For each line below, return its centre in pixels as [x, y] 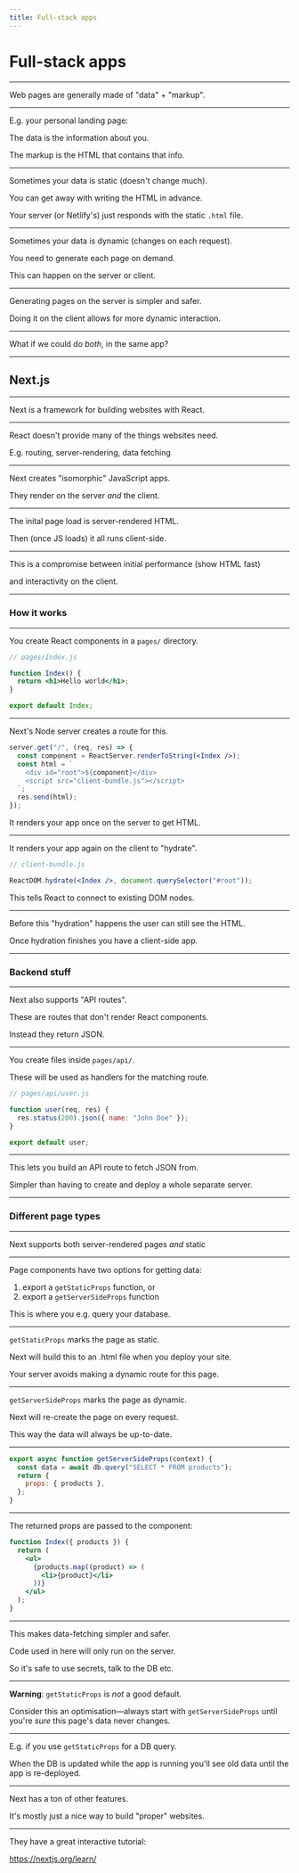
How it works [38, 613]
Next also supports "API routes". [68, 1000]
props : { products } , [65, 1484]
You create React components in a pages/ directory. [104, 641]
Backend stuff [40, 972]
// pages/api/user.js [49, 1094]
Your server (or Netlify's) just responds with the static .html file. [126, 215]
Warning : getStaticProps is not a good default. [96, 1694]
